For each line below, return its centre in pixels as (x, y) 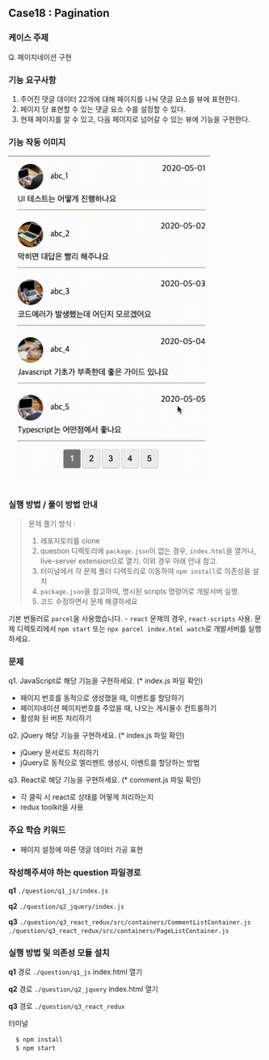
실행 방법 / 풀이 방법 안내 (53, 505)
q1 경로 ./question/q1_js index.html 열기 (76, 972)
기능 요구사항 (32, 80)
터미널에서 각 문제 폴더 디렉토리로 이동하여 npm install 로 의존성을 (145, 571)
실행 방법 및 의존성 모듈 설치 (59, 952)
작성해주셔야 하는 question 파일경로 (75, 872)
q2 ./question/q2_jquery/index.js (67, 906)
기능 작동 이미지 (37, 142)
